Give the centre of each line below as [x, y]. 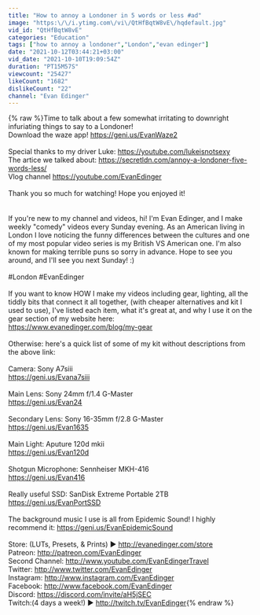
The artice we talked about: [52, 160]
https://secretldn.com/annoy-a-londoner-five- [172, 160]
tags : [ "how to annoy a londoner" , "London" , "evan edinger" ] [109, 45]
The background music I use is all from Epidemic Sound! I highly [112, 519]
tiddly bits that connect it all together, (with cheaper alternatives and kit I [125, 302]
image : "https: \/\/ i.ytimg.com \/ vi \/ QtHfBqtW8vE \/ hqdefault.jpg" [117, 23]
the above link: [32, 352]
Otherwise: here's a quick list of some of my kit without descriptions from [127, 344]
